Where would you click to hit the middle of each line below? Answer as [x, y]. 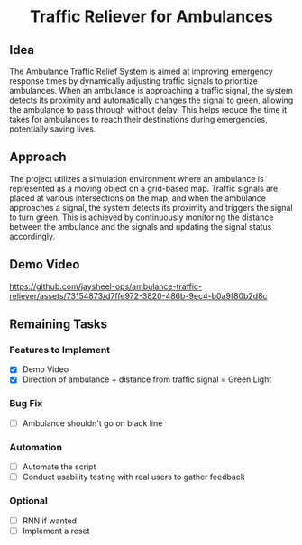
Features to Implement [60, 350]
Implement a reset [56, 531]
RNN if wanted [50, 521]
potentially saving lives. [53, 129]
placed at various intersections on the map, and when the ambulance [137, 198]
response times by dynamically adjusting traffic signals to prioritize [134, 81]
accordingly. [32, 236]
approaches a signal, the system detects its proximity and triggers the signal [151, 207]
